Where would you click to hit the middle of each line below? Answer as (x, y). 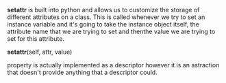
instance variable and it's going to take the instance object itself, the (103, 24)
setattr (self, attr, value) (40, 52)
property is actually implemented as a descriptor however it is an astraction (113, 65)
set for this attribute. (36, 39)
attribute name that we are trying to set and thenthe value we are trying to (111, 31)
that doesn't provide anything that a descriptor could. (82, 72)
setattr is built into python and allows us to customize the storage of (103, 10)
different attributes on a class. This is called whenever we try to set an (106, 17)
